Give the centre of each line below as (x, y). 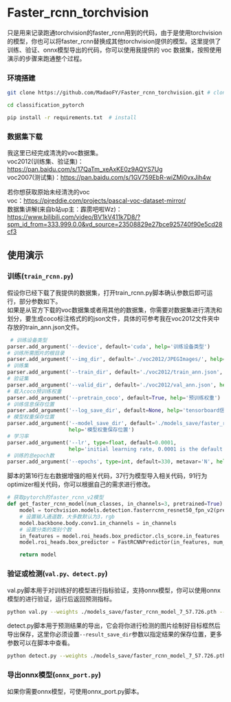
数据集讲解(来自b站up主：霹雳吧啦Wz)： (65, 209)
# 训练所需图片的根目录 (36, 353)
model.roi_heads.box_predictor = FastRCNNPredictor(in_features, (115, 542)
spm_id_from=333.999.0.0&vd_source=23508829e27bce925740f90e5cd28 (115, 225)
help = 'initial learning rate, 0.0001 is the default (146, 449)
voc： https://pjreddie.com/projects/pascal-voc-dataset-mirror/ (97, 200)
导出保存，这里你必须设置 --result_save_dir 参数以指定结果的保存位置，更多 (114, 634)
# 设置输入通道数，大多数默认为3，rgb (67, 517)
